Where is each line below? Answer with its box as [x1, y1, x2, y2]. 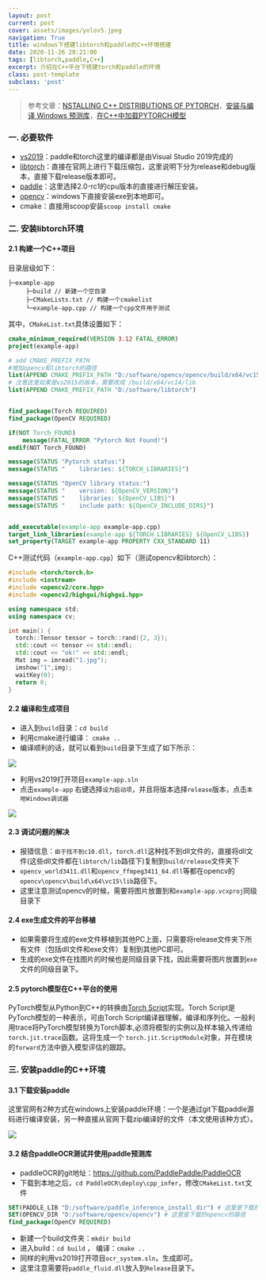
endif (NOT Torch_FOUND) [8, 444, 87, 451]
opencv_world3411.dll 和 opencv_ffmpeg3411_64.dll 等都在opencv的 [19, 866, 235, 875]
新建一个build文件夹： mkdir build [19, 1233, 131, 1244]
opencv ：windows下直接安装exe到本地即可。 [19, 191, 169, 200]
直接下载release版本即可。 [33, 171, 121, 181]
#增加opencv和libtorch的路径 [8, 364, 97, 372]
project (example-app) [8, 342, 80, 350]
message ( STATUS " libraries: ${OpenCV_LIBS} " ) [8, 494, 176, 502]
